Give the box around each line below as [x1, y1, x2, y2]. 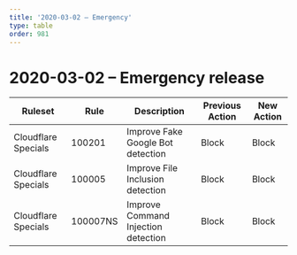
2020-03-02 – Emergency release [9, 67, 265, 88]
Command [126, 210, 171, 222]
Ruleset [21, 105, 55, 118]
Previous [202, 99, 241, 112]
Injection [126, 220, 163, 233]
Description [133, 105, 186, 118]
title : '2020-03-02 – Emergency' [9, 12, 133, 22]
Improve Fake [126, 126, 183, 138]
